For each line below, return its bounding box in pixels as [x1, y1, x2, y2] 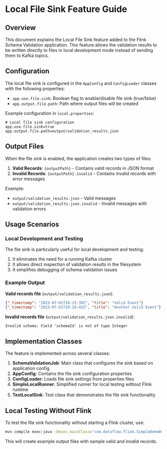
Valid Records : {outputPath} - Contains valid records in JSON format [12, 165, 154, 171]
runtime [12, 387, 29, 393]
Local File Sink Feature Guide [5, 3, 128, 15]
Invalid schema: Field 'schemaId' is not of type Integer [5, 324, 128, 329]
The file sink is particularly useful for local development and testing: [5, 246, 144, 253]
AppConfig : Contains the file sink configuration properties [12, 371, 132, 377]
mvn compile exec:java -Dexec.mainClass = [5, 429, 92, 434]
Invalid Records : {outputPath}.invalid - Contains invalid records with [12, 170, 157, 176]
